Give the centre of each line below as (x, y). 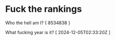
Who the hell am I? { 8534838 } (38, 23)
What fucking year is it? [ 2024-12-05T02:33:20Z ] (58, 32)
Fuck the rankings (44, 9)
